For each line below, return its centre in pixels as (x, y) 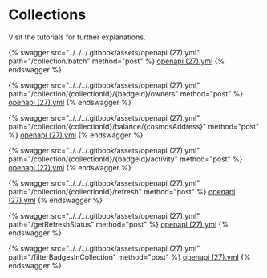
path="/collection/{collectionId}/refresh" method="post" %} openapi (122, 191)
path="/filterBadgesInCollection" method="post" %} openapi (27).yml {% (129, 257)
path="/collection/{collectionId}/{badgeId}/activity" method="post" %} (125, 159)
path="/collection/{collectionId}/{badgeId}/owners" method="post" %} (125, 93)
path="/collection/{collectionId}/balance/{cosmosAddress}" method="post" (134, 126)
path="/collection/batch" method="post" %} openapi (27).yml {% (117, 61)
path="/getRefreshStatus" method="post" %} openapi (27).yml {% (118, 224)
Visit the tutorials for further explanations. (77, 37)
